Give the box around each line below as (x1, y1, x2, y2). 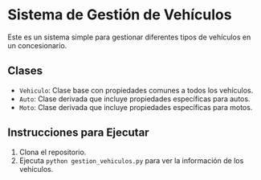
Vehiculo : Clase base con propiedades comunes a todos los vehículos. (18, 85, 254, 95)
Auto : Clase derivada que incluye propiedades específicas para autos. (18, 94, 251, 104)
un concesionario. (7, 40, 67, 50)
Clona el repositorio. (18, 147, 87, 157)
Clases (7, 64, 43, 78)
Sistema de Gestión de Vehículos (7, 6, 232, 24)
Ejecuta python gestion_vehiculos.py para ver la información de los (18, 155, 244, 166)
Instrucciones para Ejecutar (7, 126, 149, 140)
